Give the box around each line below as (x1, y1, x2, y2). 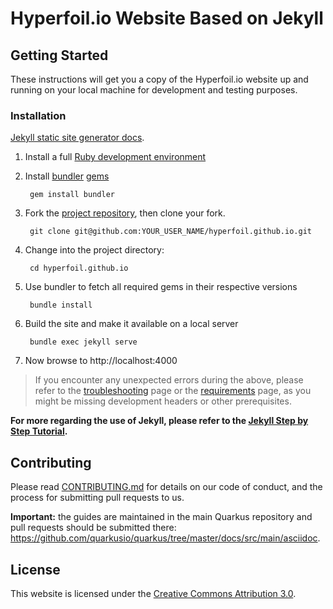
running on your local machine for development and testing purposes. (10, 84, 298, 96)
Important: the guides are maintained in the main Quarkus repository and (10, 511, 313, 523)
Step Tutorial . (10, 425, 68, 437)
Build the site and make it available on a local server (24, 318, 239, 330)
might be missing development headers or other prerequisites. (34, 395, 292, 407)
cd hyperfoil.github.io (29, 263, 129, 274)
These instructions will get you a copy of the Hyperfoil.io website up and (10, 73, 309, 85)
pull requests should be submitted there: (10, 522, 177, 534)
